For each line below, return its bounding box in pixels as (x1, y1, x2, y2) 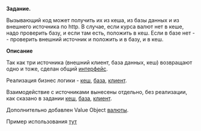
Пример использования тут (6, 118, 77, 125)
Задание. (6, 5, 31, 12)
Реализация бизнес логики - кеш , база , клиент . (6, 77, 127, 84)
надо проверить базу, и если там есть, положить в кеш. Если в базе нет (6, 29, 191, 36)
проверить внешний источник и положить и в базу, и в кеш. (10, 36, 164, 42)
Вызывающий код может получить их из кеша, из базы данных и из (6, 17, 179, 23)
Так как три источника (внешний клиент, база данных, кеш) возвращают (6, 59, 193, 66)
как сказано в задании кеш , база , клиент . (6, 95, 112, 102)
